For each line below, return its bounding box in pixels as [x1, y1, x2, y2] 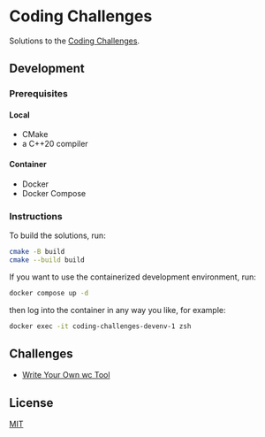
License [9, 395, 54, 410]
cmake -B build [9, 247, 65, 256]
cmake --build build [9, 255, 86, 264]
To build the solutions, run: [9, 230, 106, 241]
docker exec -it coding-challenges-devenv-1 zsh [9, 321, 192, 331]
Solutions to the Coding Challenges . [9, 35, 140, 46]
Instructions [9, 210, 64, 222]
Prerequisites [9, 88, 68, 100]
